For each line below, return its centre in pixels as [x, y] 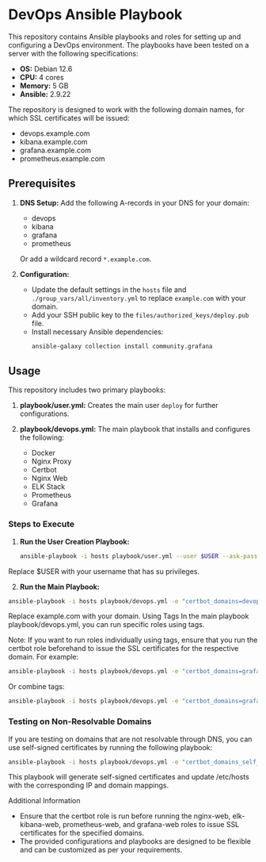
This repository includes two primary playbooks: [87, 390]
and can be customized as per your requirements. [101, 850]
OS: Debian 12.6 [46, 68]
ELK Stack [48, 487]
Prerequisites [42, 184]
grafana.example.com [55, 150]
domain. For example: [44, 657]
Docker [43, 453]
